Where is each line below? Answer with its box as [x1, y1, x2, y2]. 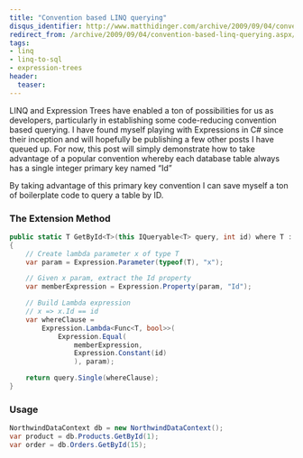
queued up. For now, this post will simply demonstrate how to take [9, 143, 255, 154]
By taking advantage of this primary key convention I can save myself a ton [9, 179, 289, 190]
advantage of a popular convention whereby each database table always [9, 152, 280, 163]
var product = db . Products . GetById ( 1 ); [9, 432, 160, 442]
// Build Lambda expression [25, 298, 131, 307]
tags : [9, 38, 30, 48]
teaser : [17, 80, 47, 89]
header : [9, 72, 39, 81]
